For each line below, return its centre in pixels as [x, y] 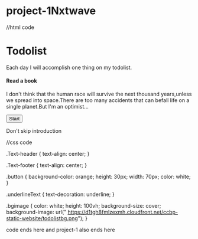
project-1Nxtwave [51, 11]
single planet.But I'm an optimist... [47, 107]
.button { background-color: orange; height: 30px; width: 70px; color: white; [98, 177]
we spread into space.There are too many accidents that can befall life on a [98, 100]
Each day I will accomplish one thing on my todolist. [69, 67]
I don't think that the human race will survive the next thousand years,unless [99, 94]
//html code [20, 27]
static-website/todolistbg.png [42, 218]
